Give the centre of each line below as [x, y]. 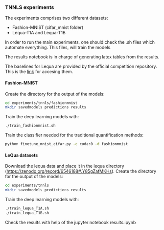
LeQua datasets [22, 155]
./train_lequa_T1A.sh [27, 208]
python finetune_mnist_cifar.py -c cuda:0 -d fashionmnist [67, 144]
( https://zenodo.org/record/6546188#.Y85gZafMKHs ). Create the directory [81, 171]
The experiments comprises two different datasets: [57, 18]
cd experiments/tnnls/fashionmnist [41, 103]
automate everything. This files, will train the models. [58, 48]
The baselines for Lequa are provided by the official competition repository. [81, 66]
